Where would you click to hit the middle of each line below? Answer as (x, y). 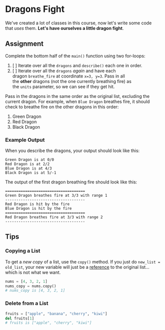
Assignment (24, 44)
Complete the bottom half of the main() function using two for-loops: (75, 56)
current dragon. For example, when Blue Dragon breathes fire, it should (78, 101)
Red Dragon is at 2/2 (27, 164)
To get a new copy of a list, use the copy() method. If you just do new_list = (83, 261)
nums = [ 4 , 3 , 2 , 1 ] (27, 281)
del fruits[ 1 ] (20, 318)
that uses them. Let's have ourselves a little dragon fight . (64, 28)
